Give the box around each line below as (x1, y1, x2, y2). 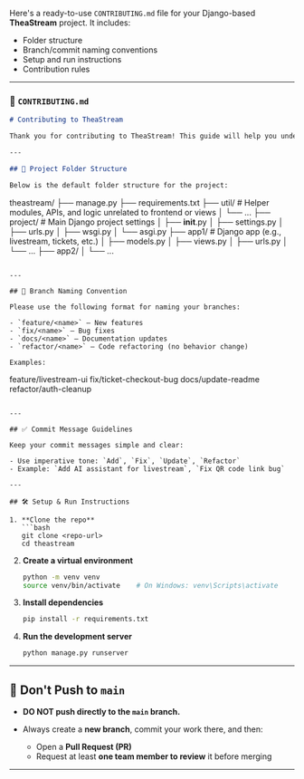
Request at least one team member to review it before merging (35, 751, 272, 762)
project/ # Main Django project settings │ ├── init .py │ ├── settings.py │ (9, 216, 284, 227)
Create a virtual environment (22, 554, 134, 565)
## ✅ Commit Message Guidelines (9, 425, 133, 434)
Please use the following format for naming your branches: (9, 303, 242, 312)
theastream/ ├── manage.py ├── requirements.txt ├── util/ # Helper (9, 197, 270, 207)
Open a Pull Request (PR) (35, 741, 133, 752)
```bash (21, 523, 51, 533)
